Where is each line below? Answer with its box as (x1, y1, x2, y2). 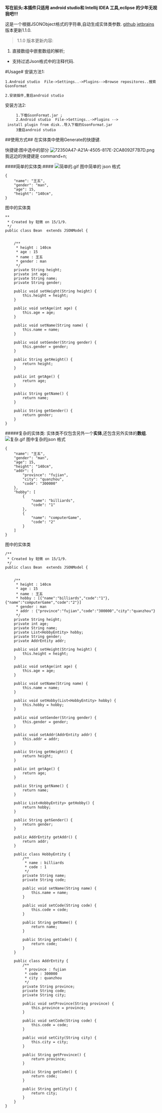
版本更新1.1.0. (5, 27, 32, 33)
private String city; (22, 993, 67, 997)
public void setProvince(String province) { (22, 1001, 114, 1006)
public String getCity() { (22, 1087, 77, 1092)
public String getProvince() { (22, 1053, 86, 1057)
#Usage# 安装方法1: (5, 69, 45, 75)
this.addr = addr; (22, 736, 60, 741)
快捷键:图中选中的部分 (5, 147, 50, 153)
